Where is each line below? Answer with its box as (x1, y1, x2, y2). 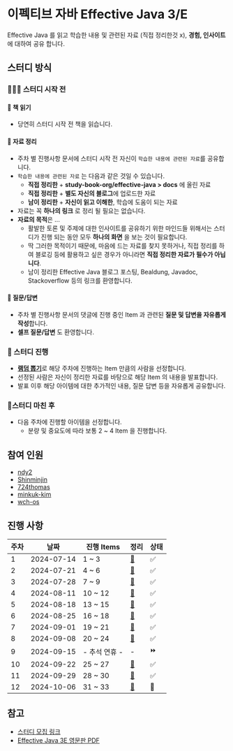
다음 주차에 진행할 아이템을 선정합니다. (17, 418, 122, 426)
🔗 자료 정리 (7, 137, 37, 146)
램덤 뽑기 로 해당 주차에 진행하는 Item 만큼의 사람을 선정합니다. (17, 364, 186, 373)
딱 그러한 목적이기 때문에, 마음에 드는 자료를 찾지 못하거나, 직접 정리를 (27, 241, 218, 250)
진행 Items (86, 542, 121, 552)
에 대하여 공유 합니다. (7, 39, 65, 47)
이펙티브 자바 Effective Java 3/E (7, 6, 188, 22)
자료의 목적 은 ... (17, 215, 61, 223)
